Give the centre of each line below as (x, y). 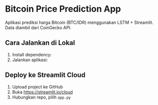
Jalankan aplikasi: (30, 60)
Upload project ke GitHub (37, 87)
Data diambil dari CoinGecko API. (38, 27)
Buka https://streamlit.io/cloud (42, 92)
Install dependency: (32, 54)
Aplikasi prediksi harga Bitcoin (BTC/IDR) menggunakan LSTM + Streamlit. (79, 22)
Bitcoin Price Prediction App (63, 9)
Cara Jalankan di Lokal (40, 43)
